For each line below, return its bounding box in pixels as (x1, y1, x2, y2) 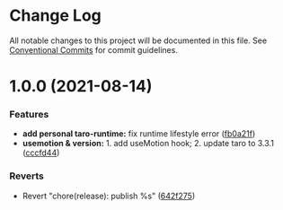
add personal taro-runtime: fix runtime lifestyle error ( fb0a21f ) (22, 128, 256, 139)
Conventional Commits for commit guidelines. (9, 44, 178, 55)
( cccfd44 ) (22, 147, 60, 158)
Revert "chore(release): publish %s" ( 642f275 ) (22, 190, 196, 201)
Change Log (9, 5, 102, 26)
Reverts (9, 170, 45, 182)
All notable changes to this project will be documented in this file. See (9, 35, 268, 46)
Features (9, 109, 49, 121)
